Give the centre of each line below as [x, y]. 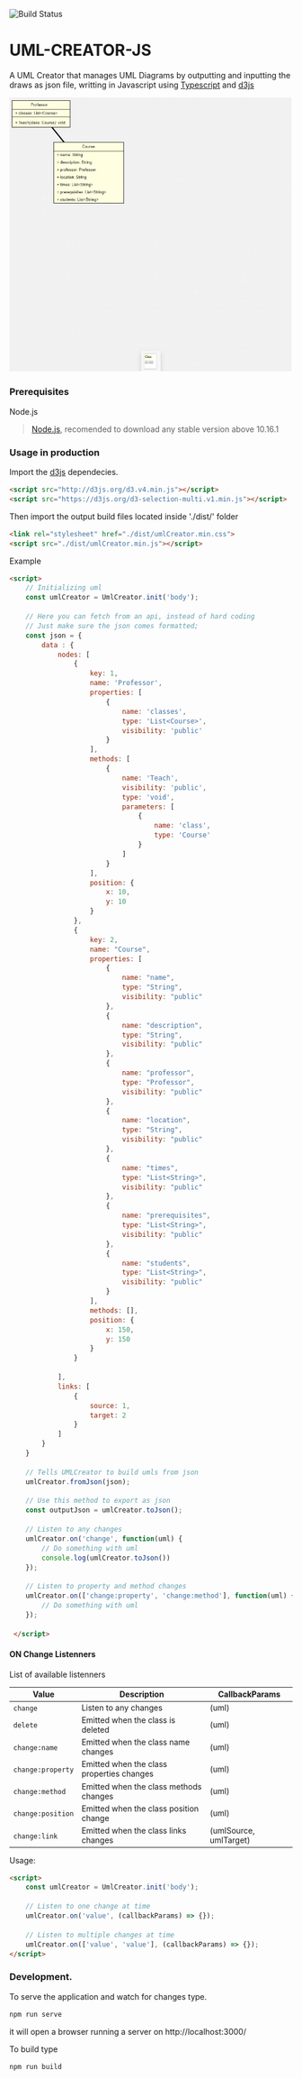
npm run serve [36, 2014]
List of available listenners [58, 1674]
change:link [36, 1836]
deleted [95, 1729]
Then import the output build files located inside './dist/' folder [124, 516]
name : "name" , [148, 978]
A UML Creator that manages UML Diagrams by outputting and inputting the [150, 75]
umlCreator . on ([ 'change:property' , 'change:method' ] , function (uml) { [160, 1596]
